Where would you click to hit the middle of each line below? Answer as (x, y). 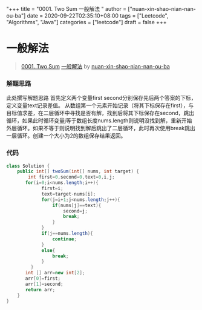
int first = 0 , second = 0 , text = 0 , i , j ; (71, 177)
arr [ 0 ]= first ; (43, 279)
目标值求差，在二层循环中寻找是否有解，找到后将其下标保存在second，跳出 (100, 113)
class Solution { (28, 166)
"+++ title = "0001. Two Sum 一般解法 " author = (67, 9)
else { (48, 250)
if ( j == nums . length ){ (67, 234)
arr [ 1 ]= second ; (44, 284)
